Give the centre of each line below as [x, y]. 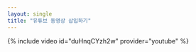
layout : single [30, 14]
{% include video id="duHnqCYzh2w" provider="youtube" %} [98, 41]
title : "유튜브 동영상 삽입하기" [49, 21]
